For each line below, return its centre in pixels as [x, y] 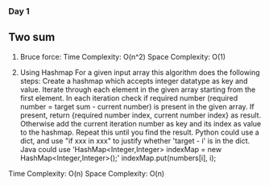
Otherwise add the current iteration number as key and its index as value [141, 123]
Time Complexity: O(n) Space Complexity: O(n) [87, 173]
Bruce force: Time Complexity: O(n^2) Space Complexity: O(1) [123, 56]
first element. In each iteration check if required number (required [129, 97]
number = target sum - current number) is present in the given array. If [137, 106]
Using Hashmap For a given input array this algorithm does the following [140, 72]
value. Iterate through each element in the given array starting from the [138, 89]
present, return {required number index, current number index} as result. [141, 115]
